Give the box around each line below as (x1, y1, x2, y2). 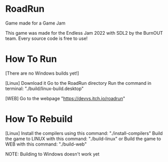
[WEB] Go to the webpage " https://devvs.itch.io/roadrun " (5, 95, 126, 101)
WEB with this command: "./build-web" (5, 141, 87, 147)
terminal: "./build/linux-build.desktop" (5, 85, 84, 91)
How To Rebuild (5, 113, 73, 125)
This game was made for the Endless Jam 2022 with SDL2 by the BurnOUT (5, 30, 163, 36)
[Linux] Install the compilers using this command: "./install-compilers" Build (5, 130, 163, 136)
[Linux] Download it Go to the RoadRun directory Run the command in (5, 80, 152, 86)
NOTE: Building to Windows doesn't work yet (5, 151, 100, 157)
